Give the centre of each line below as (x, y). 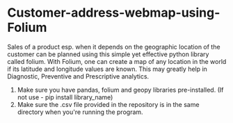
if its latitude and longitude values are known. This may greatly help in (107, 69)
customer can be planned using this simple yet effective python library (108, 54)
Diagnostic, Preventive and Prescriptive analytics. (78, 76)
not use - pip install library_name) (65, 97)
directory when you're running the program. (80, 112)
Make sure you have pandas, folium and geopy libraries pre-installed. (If (120, 90)
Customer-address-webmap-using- (114, 13)
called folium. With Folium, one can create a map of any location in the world (117, 61)
